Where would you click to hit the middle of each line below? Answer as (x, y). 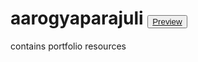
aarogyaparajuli (77, 18)
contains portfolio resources (68, 46)
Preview (167, 22)
